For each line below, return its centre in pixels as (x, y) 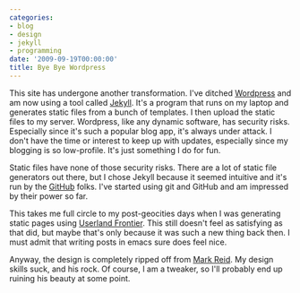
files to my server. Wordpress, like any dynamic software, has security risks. (150, 121)
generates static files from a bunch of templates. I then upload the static (142, 112)
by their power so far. (48, 196)
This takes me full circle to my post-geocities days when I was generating (145, 213)
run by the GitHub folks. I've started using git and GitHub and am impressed (149, 186)
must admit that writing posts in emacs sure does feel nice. (118, 242)
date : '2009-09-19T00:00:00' (64, 59)
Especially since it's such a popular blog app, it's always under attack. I (141, 131)
